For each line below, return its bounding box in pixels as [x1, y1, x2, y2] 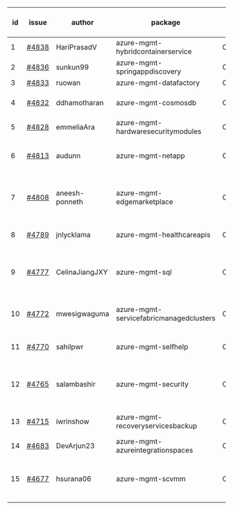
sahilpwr [55, 342, 84, 352]
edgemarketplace [116, 197, 173, 206]
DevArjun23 [55, 441, 95, 450]
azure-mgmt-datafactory [116, 78, 200, 88]
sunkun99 [55, 63, 89, 72]
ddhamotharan [55, 98, 104, 107]
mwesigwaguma [55, 309, 110, 318]
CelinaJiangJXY [55, 268, 108, 277]
